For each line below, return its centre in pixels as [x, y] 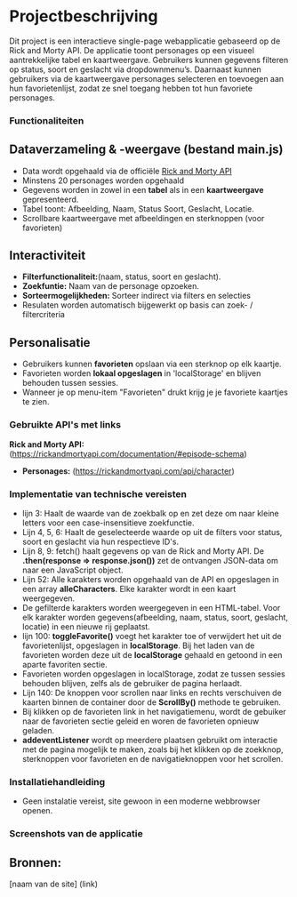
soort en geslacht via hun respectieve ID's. [100, 541]
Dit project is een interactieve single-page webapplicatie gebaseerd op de [145, 41]
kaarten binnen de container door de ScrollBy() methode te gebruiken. [152, 702]
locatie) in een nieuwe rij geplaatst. [86, 626]
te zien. [36, 402]
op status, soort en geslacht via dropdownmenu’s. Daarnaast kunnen [136, 69]
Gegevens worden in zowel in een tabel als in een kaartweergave [143, 189]
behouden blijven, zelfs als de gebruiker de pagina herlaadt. [132, 683]
